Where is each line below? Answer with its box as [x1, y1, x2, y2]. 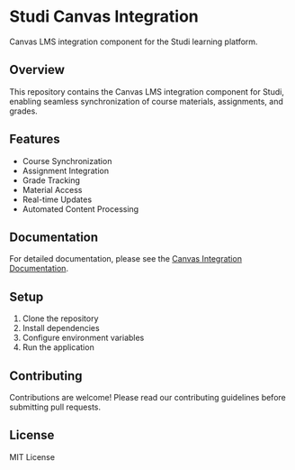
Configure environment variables [22, 332, 145, 344]
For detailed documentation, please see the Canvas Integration [9, 253, 243, 264]
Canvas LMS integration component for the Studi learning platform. [9, 36, 258, 47]
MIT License [9, 451, 56, 462]
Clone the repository [22, 313, 99, 324]
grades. [9, 106, 38, 116]
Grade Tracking [22, 174, 81, 186]
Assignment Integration [22, 165, 110, 176]
